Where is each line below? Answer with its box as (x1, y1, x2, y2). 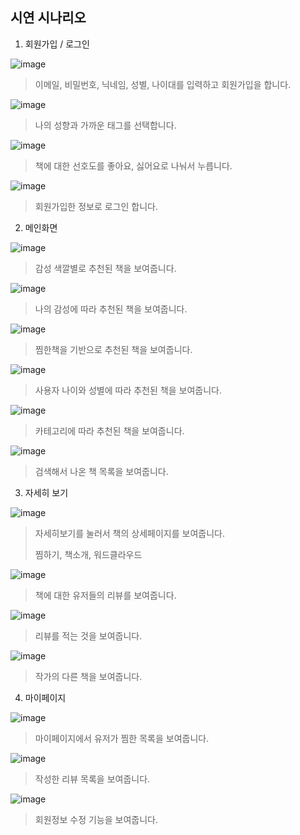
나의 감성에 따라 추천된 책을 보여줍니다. (34, 303, 188, 315)
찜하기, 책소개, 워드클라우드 (34, 548, 143, 560)
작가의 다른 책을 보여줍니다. (34, 670, 143, 682)
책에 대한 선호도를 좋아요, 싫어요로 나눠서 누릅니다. (34, 159, 233, 172)
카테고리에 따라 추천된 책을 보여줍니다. (34, 424, 185, 437)
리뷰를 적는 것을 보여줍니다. (34, 629, 143, 642)
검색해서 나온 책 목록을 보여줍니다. (34, 465, 169, 477)
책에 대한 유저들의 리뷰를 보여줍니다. (34, 589, 177, 601)
